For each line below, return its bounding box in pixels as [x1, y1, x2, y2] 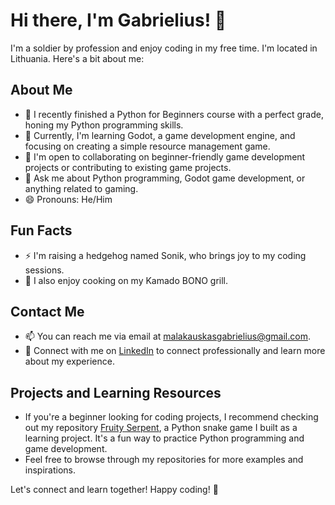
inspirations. [24, 464, 77, 476]
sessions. [24, 264, 65, 276]
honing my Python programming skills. [24, 119, 184, 131]
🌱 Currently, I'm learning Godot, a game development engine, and [24, 129, 296, 141]
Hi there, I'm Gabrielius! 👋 [10, 9, 227, 32]
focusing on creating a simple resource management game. [24, 140, 271, 152]
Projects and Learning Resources [10, 384, 222, 401]
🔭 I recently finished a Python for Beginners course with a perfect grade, [24, 108, 324, 120]
